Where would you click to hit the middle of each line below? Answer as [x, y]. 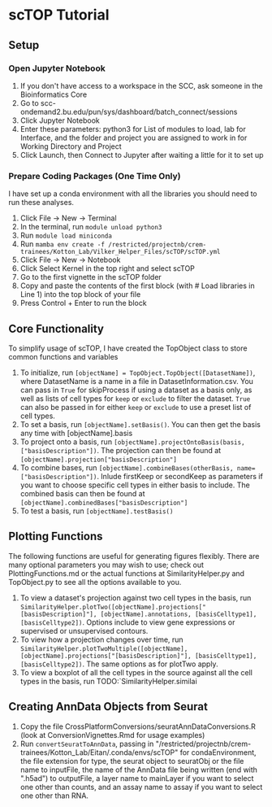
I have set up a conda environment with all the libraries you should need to [133, 194]
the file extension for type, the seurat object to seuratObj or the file [132, 761]
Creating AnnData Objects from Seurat [108, 707]
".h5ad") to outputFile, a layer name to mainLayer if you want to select [137, 778]
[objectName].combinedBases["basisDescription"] [104, 503]
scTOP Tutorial [59, 15]
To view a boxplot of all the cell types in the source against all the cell [136, 672]
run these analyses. [41, 203]
